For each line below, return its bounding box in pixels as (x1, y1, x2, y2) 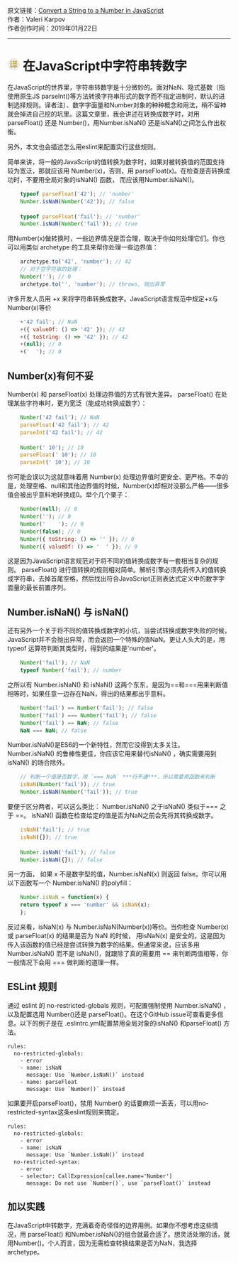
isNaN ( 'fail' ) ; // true (20, 827, 91, 834)
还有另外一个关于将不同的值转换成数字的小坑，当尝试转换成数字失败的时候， (7, 626, 231, 635)
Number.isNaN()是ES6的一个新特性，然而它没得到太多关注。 (7, 741, 184, 749)
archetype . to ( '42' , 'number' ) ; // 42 (20, 258, 132, 265)
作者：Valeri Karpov (7, 15, 66, 23)
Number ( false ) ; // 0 (20, 528, 81, 535)
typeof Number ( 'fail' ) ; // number (20, 667, 122, 674)
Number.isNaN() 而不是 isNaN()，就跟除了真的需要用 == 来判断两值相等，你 (7, 950, 229, 958)
